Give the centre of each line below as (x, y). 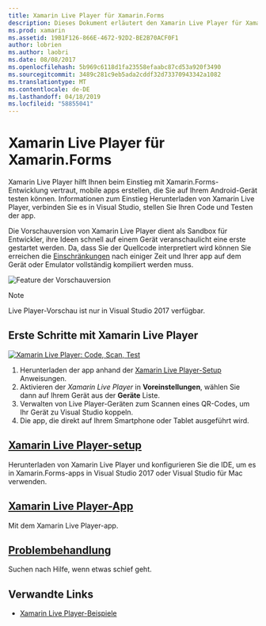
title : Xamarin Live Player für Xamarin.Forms (86, 15)
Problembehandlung (60, 550)
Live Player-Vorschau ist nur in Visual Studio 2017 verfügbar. (107, 311)
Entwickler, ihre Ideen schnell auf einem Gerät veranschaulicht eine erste (127, 239)
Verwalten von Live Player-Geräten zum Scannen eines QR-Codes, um (135, 403)
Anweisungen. (43, 378)
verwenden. (28, 481)
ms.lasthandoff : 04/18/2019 (55, 97)
